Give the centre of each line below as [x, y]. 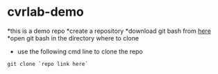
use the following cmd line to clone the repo [80, 51]
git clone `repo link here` [48, 64]
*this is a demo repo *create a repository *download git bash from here [109, 31]
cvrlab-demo [46, 12]
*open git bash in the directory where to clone [73, 38]
